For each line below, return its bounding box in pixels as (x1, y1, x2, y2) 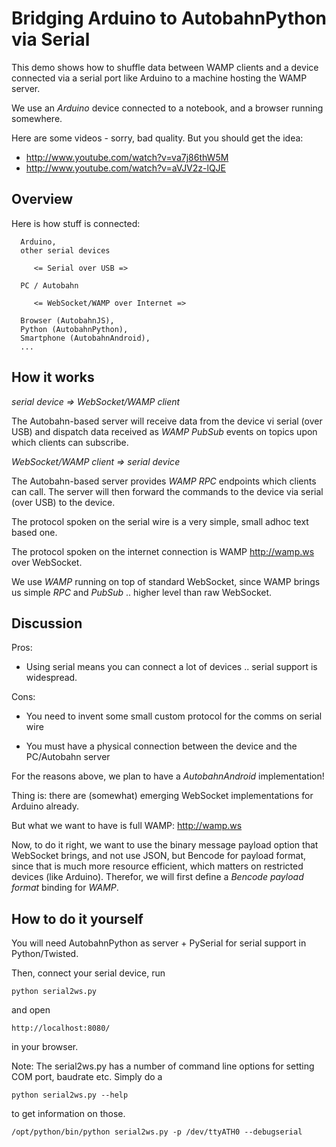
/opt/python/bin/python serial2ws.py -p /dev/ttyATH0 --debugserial (11, 1127, 303, 1137)
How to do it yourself (11, 910, 144, 927)
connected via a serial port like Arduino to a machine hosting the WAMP (11, 72, 308, 84)
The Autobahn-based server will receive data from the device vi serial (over (11, 415, 323, 427)
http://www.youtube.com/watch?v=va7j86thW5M (25, 151, 229, 163)
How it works (11, 369, 95, 386)
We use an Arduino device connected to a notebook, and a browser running (11, 102, 324, 114)
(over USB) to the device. (11, 496, 116, 508)
